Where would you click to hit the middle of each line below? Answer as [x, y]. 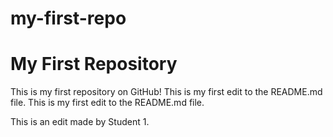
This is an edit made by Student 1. [80, 122]
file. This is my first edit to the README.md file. [107, 103]
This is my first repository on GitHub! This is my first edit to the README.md [166, 92]
